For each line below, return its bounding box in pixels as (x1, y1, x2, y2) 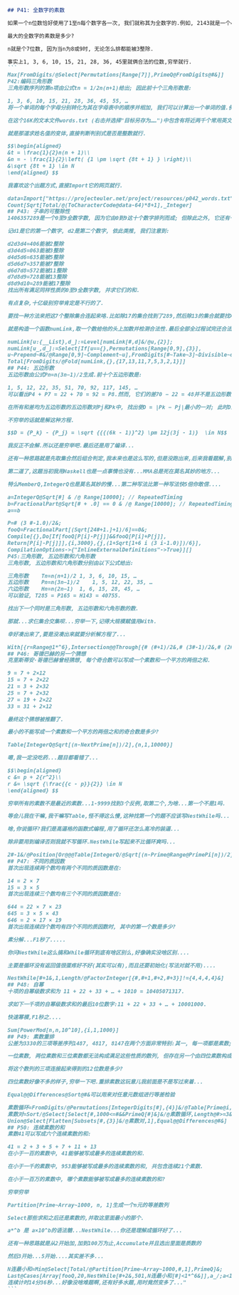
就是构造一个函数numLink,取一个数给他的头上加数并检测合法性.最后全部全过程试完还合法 (7, 325, 233, 333)
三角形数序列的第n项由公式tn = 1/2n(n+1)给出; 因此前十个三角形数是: (7, 85, 192, 92)
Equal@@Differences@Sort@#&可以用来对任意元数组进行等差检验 (7, 1091, 176, 1098)
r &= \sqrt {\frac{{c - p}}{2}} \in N (7, 780, 122, 787)
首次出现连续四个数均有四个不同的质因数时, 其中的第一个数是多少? (7, 923, 176, 930)
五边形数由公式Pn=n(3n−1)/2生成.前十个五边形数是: (7, 371, 142, 378)
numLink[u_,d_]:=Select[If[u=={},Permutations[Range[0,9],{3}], (7, 345, 202, 352)
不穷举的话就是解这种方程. (7, 417, 75, 424)
